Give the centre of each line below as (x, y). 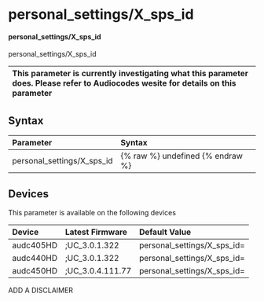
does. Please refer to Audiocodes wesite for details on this (124, 83)
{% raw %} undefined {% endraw (182, 156)
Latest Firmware (96, 232)
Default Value (165, 232)
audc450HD (35, 271)
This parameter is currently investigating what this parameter (130, 74)
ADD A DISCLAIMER (40, 290)
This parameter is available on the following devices (92, 213)
